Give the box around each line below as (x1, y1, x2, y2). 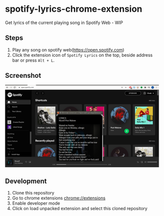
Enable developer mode (12, 200, 60, 206)
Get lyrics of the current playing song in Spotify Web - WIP (5, 20, 123, 25)
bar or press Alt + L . (12, 57, 55, 63)
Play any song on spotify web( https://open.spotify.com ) (12, 47, 124, 52)
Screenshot (5, 72, 41, 80)
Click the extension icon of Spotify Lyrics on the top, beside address (12, 52, 153, 58)
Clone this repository (12, 190, 55, 196)
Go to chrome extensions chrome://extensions (12, 195, 106, 201)
